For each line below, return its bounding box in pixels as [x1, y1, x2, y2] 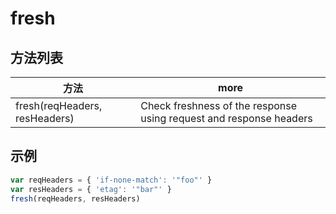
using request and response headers [140, 112, 313, 125]
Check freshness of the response [140, 99, 298, 112]
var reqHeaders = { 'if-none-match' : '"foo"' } [10, 175, 213, 185]
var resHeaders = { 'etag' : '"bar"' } [10, 184, 172, 194]
